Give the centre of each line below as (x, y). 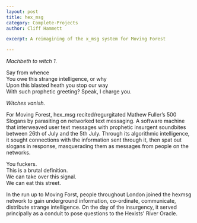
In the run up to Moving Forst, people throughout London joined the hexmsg (99, 194)
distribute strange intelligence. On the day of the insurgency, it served (91, 207)
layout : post (22, 12)
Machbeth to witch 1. (32, 61)
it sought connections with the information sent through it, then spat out (94, 140)
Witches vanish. (26, 103)
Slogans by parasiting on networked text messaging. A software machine (96, 121)
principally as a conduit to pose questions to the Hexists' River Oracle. (92, 213)
